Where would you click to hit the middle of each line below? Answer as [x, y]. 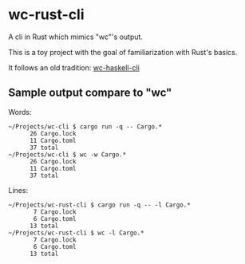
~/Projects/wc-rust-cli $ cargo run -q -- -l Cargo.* [100, 205]
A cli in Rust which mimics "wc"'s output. [76, 37]
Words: [20, 112]
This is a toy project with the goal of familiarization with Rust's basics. [123, 52]
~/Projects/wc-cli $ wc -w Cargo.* [67, 154]
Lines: [18, 190]
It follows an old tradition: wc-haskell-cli [74, 67]
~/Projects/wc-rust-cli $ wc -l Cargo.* [77, 233]
